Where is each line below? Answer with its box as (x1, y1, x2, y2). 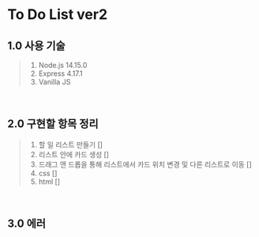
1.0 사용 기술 (7, 39, 66, 52)
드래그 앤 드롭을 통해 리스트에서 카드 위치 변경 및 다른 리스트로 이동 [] (38, 160, 252, 169)
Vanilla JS (38, 77, 71, 86)
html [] (38, 176, 61, 186)
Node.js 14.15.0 (38, 61, 88, 70)
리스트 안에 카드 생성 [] (38, 149, 110, 159)
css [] (38, 168, 58, 178)
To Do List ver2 (7, 6, 108, 24)
